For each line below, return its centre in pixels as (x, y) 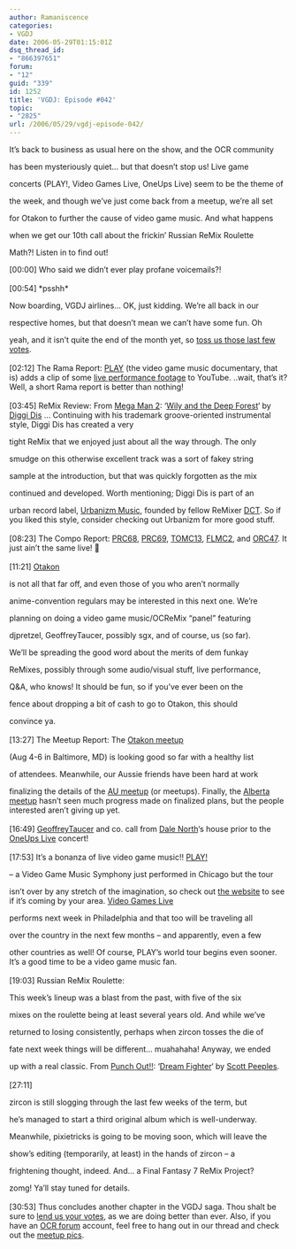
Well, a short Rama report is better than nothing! (96, 387)
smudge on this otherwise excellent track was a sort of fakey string (132, 459)
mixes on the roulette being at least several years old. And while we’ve (137, 1015)
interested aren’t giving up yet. (65, 810)
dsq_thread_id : (37, 50)
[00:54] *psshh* (39, 288)
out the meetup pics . (47, 1235)
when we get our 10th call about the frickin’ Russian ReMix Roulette (132, 235)
